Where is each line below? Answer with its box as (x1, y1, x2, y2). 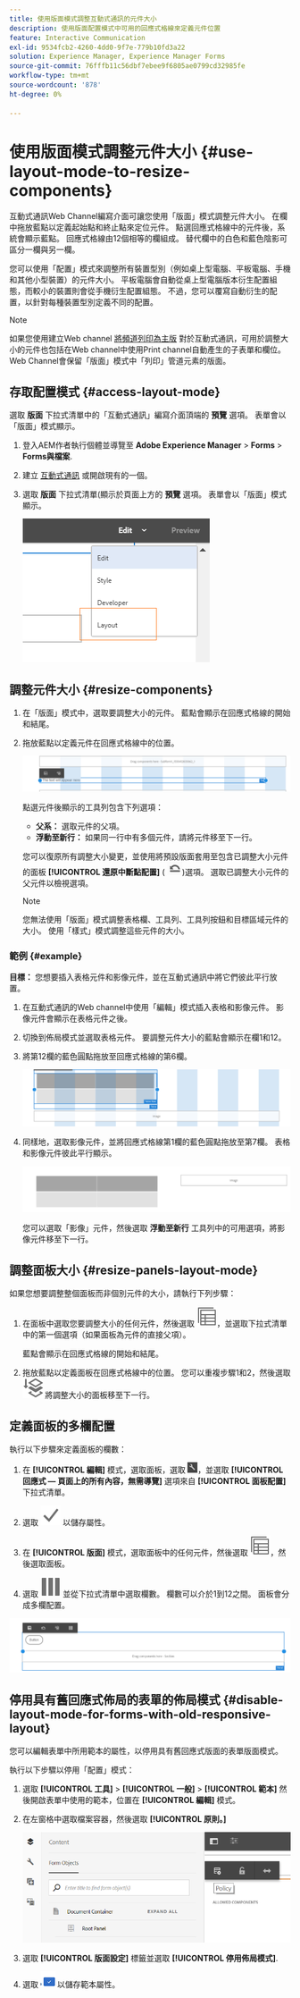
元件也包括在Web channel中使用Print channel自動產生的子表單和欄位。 (24, 344, 286, 355)
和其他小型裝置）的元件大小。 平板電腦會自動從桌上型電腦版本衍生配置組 (9, 274, 278, 285)
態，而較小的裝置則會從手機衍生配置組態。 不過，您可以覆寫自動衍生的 (9, 286, 270, 297)
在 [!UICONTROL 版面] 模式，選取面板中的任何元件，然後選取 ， (21, 1547, 279, 1557)
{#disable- (222, 1692, 284, 1707)
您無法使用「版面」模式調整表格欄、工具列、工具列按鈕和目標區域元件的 (21, 914, 288, 924)
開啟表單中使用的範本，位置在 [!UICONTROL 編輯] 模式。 (29, 1795, 241, 1806)
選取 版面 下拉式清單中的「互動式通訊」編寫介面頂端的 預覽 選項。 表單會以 (9, 409, 287, 420)
